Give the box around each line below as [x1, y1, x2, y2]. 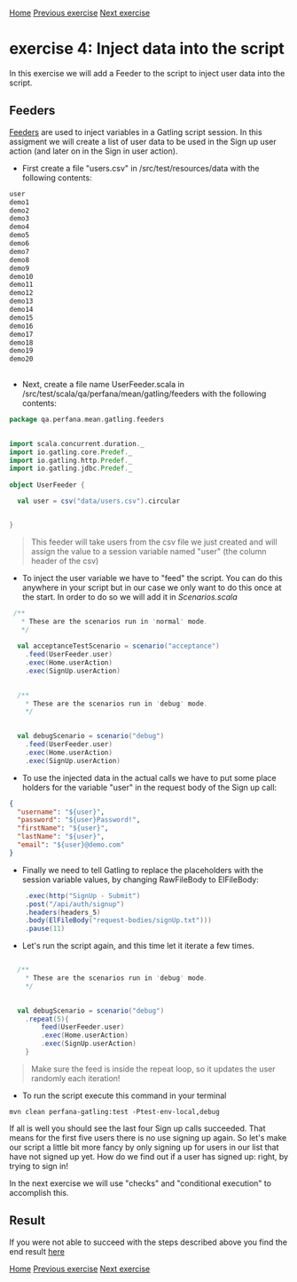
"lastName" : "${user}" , [17, 832, 105, 841]
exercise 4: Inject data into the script [9, 39, 285, 59]
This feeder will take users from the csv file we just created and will [30, 537, 277, 547]
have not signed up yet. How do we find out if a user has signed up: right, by [9, 1151, 289, 1162]
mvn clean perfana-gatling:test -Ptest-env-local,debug [9, 1107, 220, 1116]
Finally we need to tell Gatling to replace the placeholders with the [21, 864, 264, 875]
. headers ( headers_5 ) [25, 908, 101, 917]
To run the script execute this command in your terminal [21, 1090, 227, 1101]
